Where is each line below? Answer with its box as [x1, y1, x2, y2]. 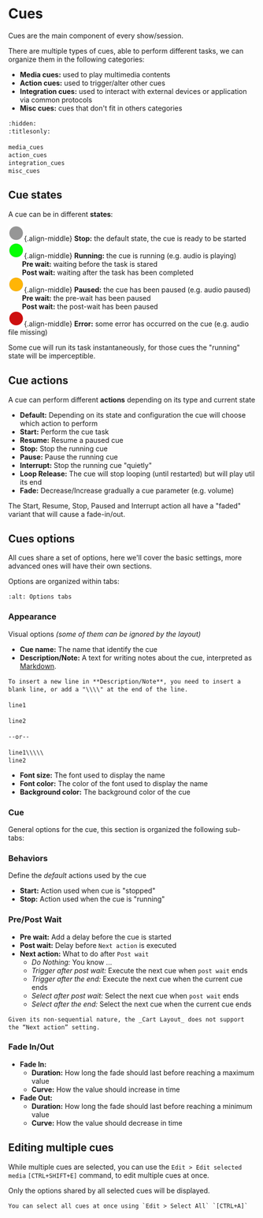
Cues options [8, 532, 76, 545]
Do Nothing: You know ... [31, 957, 113, 967]
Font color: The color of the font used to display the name [19, 778, 209, 788]
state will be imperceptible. [8, 350, 96, 360]
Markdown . [19, 661, 57, 671]
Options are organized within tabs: [8, 577, 120, 587]
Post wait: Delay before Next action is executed [19, 940, 177, 950]
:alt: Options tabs [8, 593, 72, 601]
